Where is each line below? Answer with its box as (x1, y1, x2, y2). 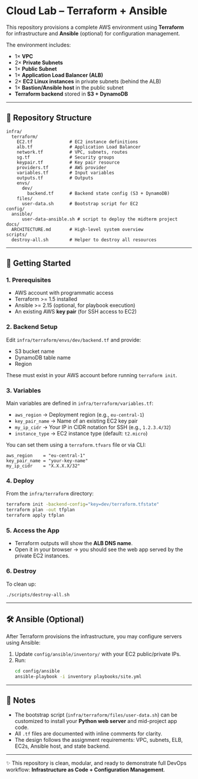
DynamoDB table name (14, 354, 71, 361)
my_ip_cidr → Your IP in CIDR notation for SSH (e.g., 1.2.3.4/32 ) (14, 424, 171, 431)
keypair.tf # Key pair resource (16, 159, 120, 166)
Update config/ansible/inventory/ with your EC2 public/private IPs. (14, 651, 181, 658)
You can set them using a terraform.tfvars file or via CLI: (6, 441, 146, 448)
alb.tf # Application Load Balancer (16, 144, 141, 150)
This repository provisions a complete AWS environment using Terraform (6, 24, 184, 31)
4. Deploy (6, 476, 34, 484)
